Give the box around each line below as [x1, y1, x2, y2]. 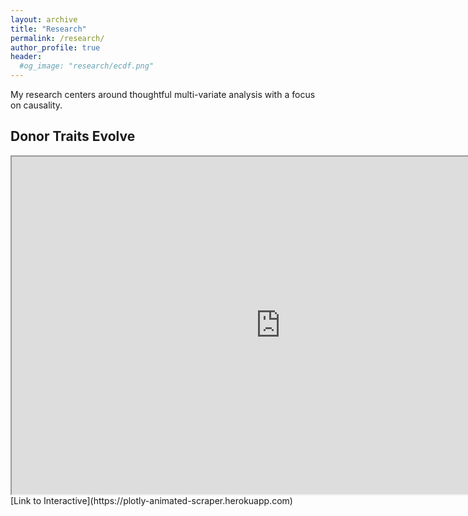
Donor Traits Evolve [10, 128, 136, 145]
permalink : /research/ [10, 33, 105, 43]
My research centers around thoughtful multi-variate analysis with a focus [10, 89, 316, 100]
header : [10, 52, 43, 62]
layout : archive [10, 14, 78, 25]
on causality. [10, 99, 63, 111]
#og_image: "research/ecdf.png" [19, 61, 155, 71]
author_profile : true [10, 42, 101, 53]
